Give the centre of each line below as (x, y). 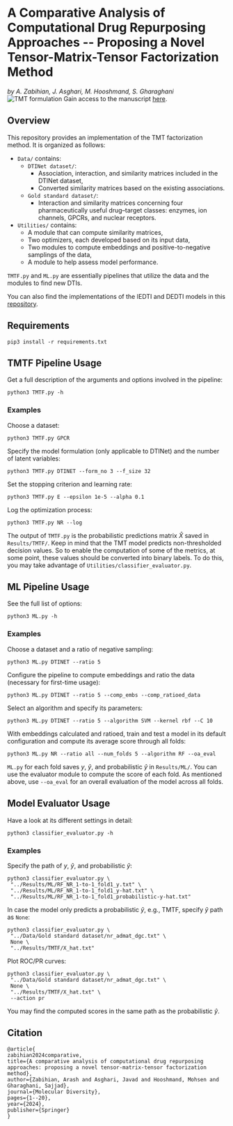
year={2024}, (26, 1104)
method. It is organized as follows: (56, 145)
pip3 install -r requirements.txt (57, 342)
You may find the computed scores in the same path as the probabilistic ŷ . (114, 1011)
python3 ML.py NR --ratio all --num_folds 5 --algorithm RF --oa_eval (112, 754)
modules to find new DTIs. (45, 283)
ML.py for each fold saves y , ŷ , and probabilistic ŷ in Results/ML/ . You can (112, 766)
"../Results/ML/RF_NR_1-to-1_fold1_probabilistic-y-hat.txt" (101, 897)
